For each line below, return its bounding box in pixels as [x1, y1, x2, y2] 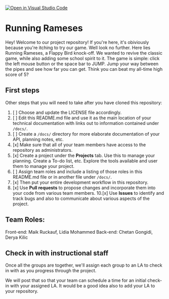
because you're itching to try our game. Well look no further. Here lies [5, 45, 151, 51]
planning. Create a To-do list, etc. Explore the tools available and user [12, 157, 158, 164]
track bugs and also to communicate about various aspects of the [12, 195, 150, 201]
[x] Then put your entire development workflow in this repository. [12, 179, 149, 185]
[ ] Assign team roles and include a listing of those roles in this [12, 168, 143, 175]
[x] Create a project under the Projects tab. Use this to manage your [12, 152, 155, 158]
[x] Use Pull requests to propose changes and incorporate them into [12, 185, 156, 191]
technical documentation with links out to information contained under [12, 120, 159, 126]
